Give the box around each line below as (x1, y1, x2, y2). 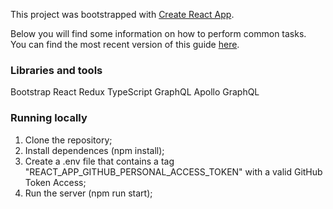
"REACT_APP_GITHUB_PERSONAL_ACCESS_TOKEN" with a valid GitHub (24, 165, 323, 178)
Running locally (10, 111, 88, 125)
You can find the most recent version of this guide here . (10, 39, 240, 50)
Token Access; (24, 176, 87, 188)
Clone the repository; (24, 134, 113, 146)
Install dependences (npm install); (24, 144, 165, 156)
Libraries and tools (10, 63, 103, 77)
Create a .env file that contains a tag (24, 155, 175, 167)
